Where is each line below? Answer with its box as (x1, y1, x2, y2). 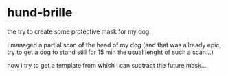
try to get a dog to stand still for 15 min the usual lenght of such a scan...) (7, 48, 214, 56)
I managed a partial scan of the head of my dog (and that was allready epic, (7, 40, 222, 49)
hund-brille (7, 5, 73, 21)
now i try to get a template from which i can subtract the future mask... (7, 61, 207, 69)
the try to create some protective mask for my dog (7, 27, 150, 36)
